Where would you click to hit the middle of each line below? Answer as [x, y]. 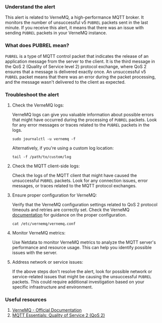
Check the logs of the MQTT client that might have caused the [74, 175]
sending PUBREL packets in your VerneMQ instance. [56, 33]
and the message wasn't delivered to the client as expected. [65, 82]
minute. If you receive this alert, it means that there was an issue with [74, 28]
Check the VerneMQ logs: [38, 105]
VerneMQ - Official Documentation [47, 310]
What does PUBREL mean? [37, 46]
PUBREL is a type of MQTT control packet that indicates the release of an [77, 56]
